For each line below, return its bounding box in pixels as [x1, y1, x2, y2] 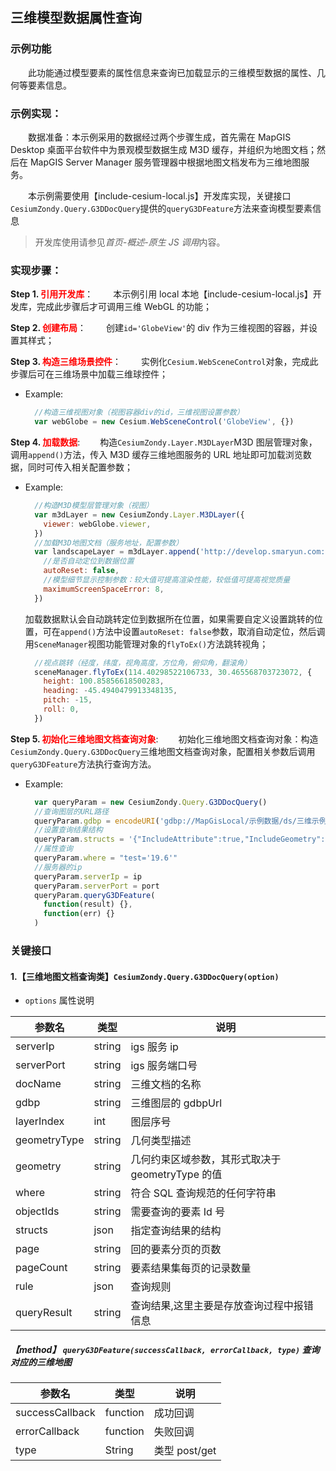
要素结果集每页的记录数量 [130, 1261, 252, 1275]
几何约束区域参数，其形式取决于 [130, 1153, 282, 1167]
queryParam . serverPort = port [34, 881, 160, 891]
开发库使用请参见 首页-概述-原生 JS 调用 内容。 [34, 236, 226, 248]
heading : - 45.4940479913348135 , [43, 686, 178, 696]
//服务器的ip [34, 862, 83, 872]
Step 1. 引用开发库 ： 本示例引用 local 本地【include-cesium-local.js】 [10, 288, 313, 300]
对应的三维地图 [10, 1356, 72, 1368]
